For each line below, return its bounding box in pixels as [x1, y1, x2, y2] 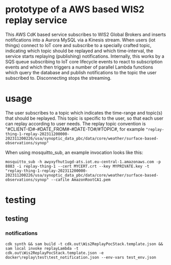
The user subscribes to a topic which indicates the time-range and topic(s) [5, 109, 163, 116]
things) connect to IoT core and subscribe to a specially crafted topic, [5, 42, 152, 48]
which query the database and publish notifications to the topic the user [5, 69, 157, 75]
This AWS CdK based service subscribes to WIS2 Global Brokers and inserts [5, 31, 166, 37]
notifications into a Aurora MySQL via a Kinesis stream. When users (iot [5, 37, 156, 43]
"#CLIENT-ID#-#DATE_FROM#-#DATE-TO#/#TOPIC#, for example [5, 126, 145, 132]
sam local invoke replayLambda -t [5, 246, 79, 251]
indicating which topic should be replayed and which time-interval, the [5, 48, 154, 54]
